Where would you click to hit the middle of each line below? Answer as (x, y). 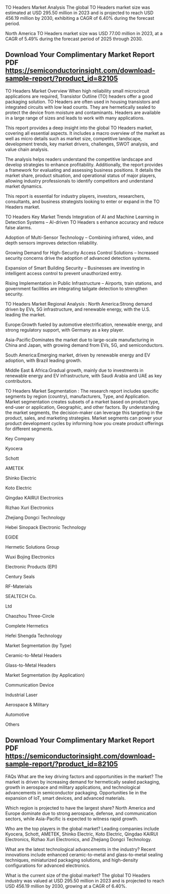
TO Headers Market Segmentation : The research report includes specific (82, 391)
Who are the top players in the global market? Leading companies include (82, 828)
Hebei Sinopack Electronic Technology (46, 527)
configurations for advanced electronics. (48, 865)
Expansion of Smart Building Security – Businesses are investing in (75, 268)
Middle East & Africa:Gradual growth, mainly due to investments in (74, 370)
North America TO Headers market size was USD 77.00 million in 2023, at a (84, 33)
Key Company (20, 438)
